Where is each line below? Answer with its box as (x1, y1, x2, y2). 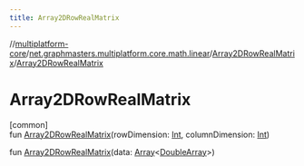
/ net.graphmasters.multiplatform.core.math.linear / (25, 47, 213, 59)
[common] (9, 119, 48, 130)
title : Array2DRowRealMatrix (9, 13, 120, 23)
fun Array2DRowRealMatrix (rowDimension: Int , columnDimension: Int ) (9, 129, 270, 140)
